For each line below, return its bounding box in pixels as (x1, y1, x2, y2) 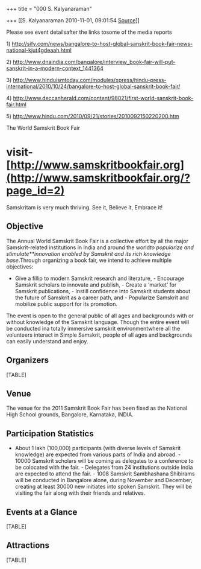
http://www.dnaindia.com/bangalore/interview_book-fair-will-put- (13, 59, 176, 65)
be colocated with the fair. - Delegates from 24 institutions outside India (14, 464, 193, 471)
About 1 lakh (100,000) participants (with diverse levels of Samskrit (14, 445, 181, 452)
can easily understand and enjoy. (6, 337, 88, 345)
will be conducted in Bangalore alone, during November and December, (14, 477, 193, 484)
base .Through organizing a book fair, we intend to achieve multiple (6, 256, 172, 264)
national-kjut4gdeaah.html (6, 46, 72, 54)
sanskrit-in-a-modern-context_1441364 (6, 65, 104, 72)
